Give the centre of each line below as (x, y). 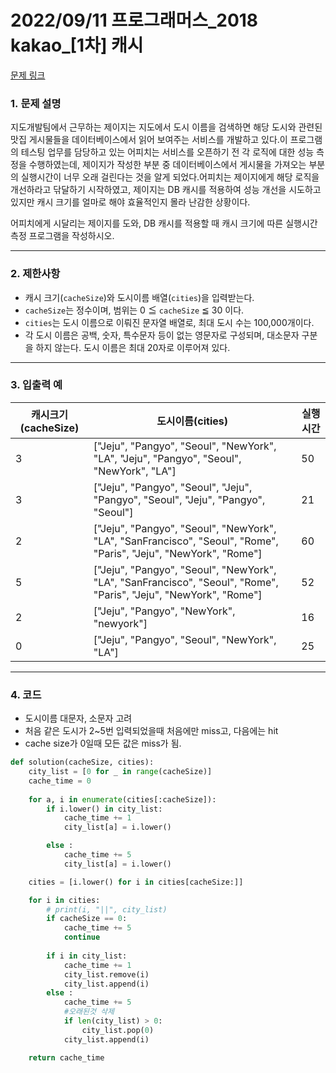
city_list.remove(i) (106, 974)
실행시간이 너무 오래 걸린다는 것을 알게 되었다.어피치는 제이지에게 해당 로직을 (170, 177)
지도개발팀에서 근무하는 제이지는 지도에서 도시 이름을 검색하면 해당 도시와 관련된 (166, 127)
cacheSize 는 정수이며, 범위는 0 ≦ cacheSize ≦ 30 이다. (134, 310)
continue (82, 937)
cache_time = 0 (60, 781)
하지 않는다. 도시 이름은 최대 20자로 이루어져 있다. (133, 347)
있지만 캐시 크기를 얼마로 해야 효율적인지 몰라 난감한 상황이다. (130, 202)
